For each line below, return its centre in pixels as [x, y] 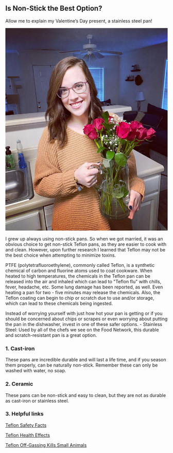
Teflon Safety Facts [26, 425]
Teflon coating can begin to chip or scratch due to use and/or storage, [80, 298]
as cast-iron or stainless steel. [37, 401]
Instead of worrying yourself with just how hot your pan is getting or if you [84, 313]
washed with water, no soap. [36, 371]
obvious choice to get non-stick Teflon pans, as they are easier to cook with [86, 244]
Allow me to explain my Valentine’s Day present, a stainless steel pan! [79, 21]
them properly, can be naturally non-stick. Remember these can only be [82, 365]
